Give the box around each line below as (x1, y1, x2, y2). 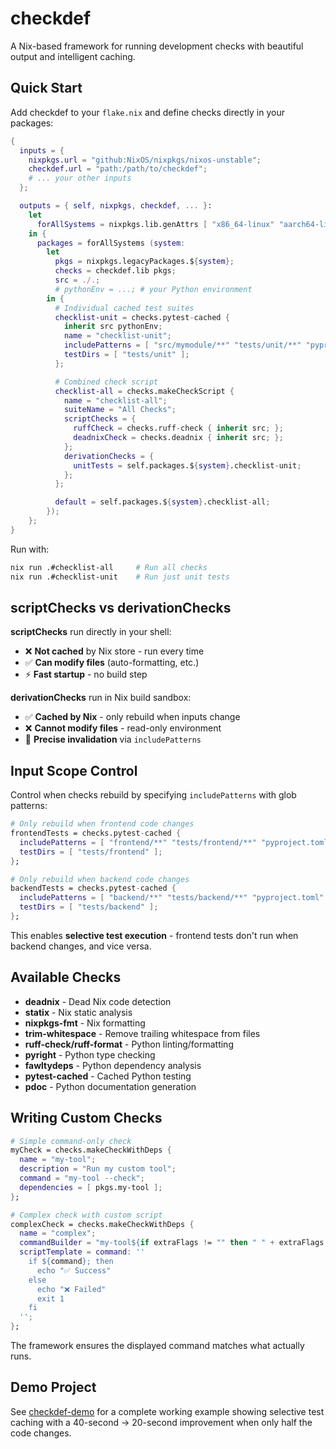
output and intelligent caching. (10, 50, 136, 62)
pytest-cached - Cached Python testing (24, 1070, 192, 1082)
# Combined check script (54, 377, 159, 387)
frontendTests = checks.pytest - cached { (10, 828, 182, 838)
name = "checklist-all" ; (63, 395, 168, 406)
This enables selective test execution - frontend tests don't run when (10, 929, 299, 941)
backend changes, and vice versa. (10, 940, 152, 952)
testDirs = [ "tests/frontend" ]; (19, 847, 163, 857)
